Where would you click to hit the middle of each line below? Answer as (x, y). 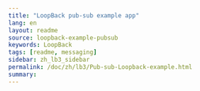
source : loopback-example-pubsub (63, 38)
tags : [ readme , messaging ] (53, 52)
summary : (23, 74)
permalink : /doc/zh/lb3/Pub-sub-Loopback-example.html (100, 67)
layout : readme (33, 30)
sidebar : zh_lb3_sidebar (49, 60)
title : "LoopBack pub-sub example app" (74, 15)
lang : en (23, 23)
